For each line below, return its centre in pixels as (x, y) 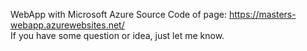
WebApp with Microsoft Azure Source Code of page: (118, 14)
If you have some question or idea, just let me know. (117, 35)
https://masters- (262, 14)
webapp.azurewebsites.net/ (67, 25)
